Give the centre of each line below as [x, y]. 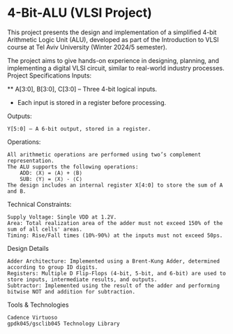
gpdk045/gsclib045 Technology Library [63, 324]
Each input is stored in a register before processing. [92, 102]
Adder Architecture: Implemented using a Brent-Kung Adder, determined [113, 261]
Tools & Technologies [38, 305]
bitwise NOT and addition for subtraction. [72, 291]
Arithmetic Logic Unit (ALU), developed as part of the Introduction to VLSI [113, 39]
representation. [31, 161]
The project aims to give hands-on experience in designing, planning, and [113, 60]
